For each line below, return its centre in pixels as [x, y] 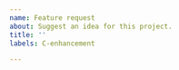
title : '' [28, 35]
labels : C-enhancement [52, 43]
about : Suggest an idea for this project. [91, 26]
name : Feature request [52, 18]
